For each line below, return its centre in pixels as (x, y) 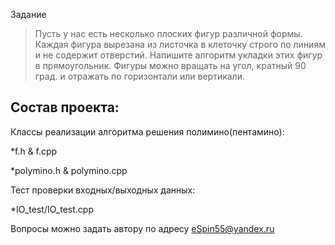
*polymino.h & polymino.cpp (69, 170)
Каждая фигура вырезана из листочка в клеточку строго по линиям (180, 44)
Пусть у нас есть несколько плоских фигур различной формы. (168, 33)
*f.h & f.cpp (34, 151)
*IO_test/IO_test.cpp (52, 209)
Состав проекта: (65, 107)
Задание (28, 14)
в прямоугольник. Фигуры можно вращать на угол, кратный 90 (170, 65)
